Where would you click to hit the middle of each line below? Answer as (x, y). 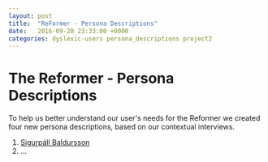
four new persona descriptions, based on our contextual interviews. (122, 127)
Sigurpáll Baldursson (55, 143)
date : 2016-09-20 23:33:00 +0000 (69, 31)
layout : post (30, 16)
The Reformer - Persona (91, 79)
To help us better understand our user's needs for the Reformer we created (134, 118)
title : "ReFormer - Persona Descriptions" (83, 23)
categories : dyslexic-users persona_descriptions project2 (110, 38)
